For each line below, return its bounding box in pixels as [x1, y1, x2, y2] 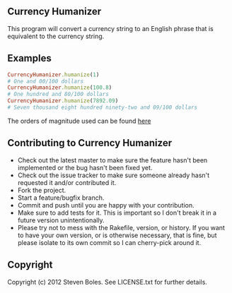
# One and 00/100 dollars [7, 78, 83, 85]
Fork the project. [17, 186, 66, 194]
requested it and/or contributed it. [17, 178, 117, 186]
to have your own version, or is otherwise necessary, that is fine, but [17, 231, 217, 239]
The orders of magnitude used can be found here [7, 116, 151, 125]
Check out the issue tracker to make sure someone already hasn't [17, 171, 210, 179]
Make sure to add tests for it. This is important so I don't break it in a [17, 208, 217, 217]
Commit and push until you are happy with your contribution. [17, 201, 195, 209]
